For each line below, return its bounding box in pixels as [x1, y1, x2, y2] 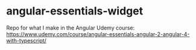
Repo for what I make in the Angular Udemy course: [6, 24, 135, 31]
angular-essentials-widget [6, 4, 144, 18]
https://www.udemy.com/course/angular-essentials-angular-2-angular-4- [6, 30, 190, 37]
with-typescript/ [6, 37, 46, 44]
